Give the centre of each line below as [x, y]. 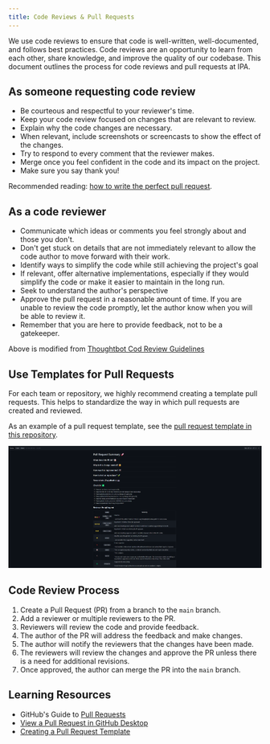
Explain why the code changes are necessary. [96, 128]
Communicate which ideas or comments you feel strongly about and [133, 231]
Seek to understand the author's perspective [94, 291]
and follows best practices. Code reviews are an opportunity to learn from [131, 49]
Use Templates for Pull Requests [91, 374]
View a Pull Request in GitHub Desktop [84, 722]
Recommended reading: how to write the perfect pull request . [110, 186]
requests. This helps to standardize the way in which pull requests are [124, 403]
